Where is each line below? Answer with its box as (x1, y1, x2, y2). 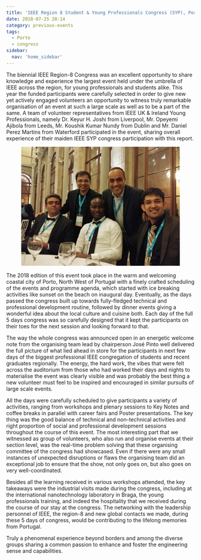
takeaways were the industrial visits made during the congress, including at (6, 485, 193, 492)
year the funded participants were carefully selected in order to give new (6, 90, 187, 97)
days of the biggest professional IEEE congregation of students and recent (6, 353, 190, 361)
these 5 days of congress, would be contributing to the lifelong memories (6, 516, 187, 523)
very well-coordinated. (6, 467, 62, 474)
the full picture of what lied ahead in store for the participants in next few (6, 347, 186, 354)
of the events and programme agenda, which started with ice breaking (6, 284, 180, 292)
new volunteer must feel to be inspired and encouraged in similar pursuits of (6, 379, 194, 386)
